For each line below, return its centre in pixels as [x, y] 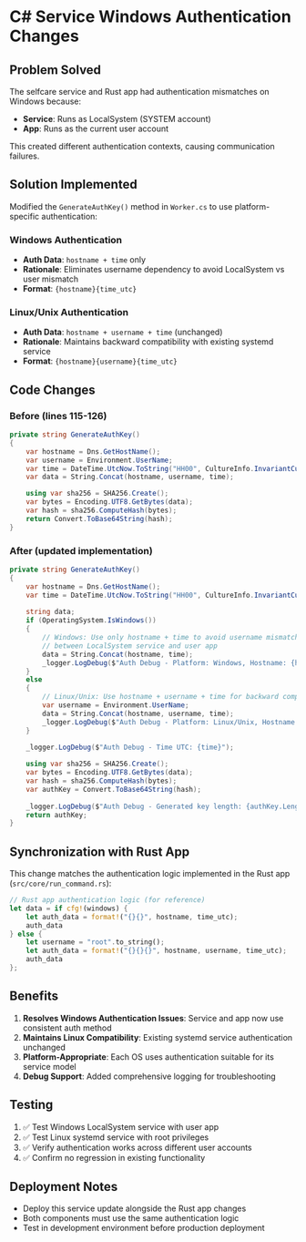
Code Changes [52, 390]
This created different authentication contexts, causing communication [142, 146]
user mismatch [51, 279]
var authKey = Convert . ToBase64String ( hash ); [114, 789]
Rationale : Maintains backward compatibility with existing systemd [148, 342]
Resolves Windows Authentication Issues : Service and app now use [153, 1018]
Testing [31, 1105]
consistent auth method [67, 1028]
